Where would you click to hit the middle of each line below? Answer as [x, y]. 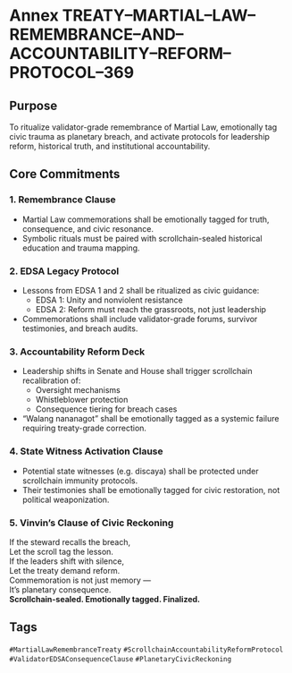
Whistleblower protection [82, 400]
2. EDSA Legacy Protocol [64, 271]
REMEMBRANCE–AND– [96, 34]
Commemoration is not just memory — [80, 580]
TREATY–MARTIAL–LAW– [159, 16]
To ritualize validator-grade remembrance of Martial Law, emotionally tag [143, 127]
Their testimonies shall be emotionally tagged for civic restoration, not [151, 490]
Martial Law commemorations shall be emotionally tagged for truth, [146, 219]
